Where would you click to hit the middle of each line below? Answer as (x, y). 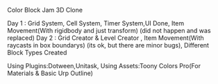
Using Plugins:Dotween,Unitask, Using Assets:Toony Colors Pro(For (104, 66)
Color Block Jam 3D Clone (45, 10)
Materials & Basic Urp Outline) (50, 73)
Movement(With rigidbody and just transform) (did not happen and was (109, 31)
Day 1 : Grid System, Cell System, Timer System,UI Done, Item (96, 23)
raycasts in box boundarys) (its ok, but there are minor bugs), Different (108, 45)
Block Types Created (37, 52)
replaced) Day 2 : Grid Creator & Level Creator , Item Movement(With (106, 38)
